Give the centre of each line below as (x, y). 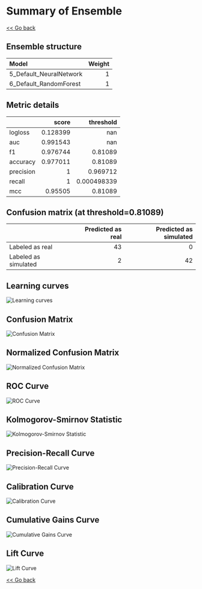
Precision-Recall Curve (50, 453)
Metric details (33, 105)
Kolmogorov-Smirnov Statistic (64, 420)
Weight (99, 63)
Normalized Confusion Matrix (63, 353)
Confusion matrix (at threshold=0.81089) (85, 212)
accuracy (23, 162)
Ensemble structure (44, 47)
